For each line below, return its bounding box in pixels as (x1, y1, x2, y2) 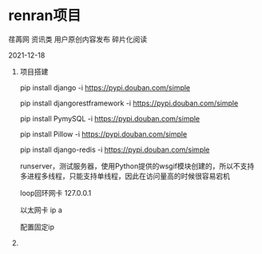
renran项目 (8, 6, 81, 25)
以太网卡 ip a (19, 204, 62, 215)
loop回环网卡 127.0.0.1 (19, 188, 92, 197)
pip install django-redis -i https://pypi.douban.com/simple (19, 145, 210, 154)
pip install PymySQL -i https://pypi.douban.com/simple (19, 113, 200, 123)
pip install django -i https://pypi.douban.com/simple (19, 82, 191, 92)
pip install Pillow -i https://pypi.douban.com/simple (19, 129, 188, 139)
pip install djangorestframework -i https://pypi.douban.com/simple (19, 98, 239, 108)
